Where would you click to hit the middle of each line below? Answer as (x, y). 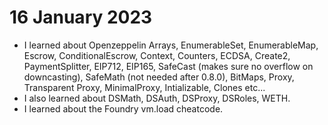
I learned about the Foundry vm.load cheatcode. (123, 108)
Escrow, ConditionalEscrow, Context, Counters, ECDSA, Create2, (157, 55)
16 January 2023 (81, 17)
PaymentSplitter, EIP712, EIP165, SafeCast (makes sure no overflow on (168, 66)
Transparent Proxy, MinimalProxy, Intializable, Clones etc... (144, 87)
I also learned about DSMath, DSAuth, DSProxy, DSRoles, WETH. (157, 98)
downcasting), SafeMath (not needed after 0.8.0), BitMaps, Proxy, (159, 77)
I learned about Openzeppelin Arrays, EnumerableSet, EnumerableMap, (171, 45)
